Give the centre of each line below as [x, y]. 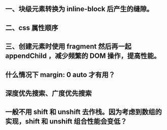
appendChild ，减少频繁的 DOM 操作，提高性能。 [83, 56]
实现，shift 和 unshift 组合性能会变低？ [66, 122]
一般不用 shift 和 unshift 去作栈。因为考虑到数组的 [83, 112]
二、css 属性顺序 [32, 27]
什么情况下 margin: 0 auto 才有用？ [60, 75]
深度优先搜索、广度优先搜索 [49, 93]
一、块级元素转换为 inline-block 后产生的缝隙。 [79, 9]
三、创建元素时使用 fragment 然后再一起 [68, 47]
